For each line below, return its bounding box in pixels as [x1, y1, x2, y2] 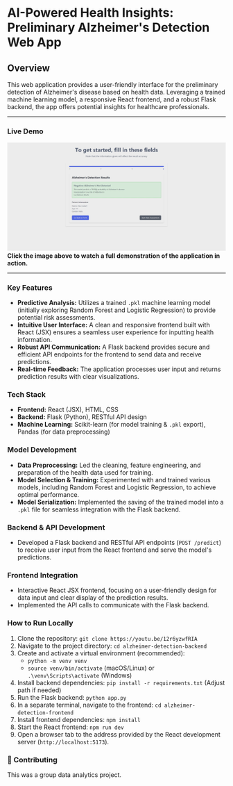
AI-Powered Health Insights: [7, 5, 174, 21]
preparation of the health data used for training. [17, 468, 154, 477]
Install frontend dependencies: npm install [17, 715, 141, 723]
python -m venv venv [27, 657, 87, 664]
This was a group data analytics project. [7, 770, 122, 779]
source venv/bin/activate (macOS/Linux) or [27, 664, 155, 672]
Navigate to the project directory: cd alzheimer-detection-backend [17, 641, 207, 650]
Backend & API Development [7, 523, 105, 532]
